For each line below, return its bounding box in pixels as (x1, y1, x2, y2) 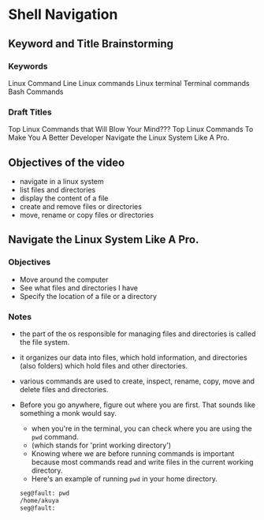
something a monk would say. (19, 408, 117, 417)
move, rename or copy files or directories (19, 210, 154, 219)
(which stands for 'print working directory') (31, 440, 172, 450)
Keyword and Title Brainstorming (8, 37, 173, 51)
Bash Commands (8, 87, 64, 96)
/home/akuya (19, 496, 59, 504)
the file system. (19, 337, 70, 346)
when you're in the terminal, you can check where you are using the (31, 424, 252, 433)
